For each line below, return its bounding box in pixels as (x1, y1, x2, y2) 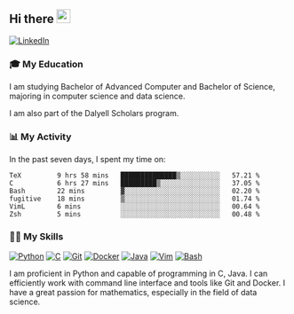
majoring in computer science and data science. (9, 90, 186, 102)
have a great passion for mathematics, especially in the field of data (9, 287, 258, 297)
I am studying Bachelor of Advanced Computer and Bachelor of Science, (9, 82, 275, 92)
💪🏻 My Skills (9, 231, 64, 243)
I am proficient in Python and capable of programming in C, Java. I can (9, 268, 268, 279)
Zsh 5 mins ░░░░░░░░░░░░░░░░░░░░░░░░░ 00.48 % (9, 210, 260, 219)
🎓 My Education (9, 58, 84, 70)
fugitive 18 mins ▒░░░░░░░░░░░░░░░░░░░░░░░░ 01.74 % (9, 194, 260, 204)
